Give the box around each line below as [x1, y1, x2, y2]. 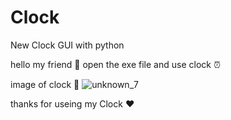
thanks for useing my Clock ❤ [10, 97, 135, 110]
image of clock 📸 [10, 78, 80, 90]
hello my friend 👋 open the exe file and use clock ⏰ [10, 58, 221, 70]
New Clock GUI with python [10, 39, 125, 51]
